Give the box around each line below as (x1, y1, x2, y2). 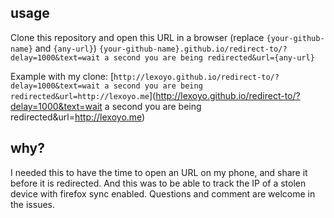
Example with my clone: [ (10, 70, 115, 82)
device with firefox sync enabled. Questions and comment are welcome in (10, 187, 316, 200)
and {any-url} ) (34, 42, 97, 54)
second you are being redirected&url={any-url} (113, 52, 315, 63)
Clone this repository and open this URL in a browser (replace (10, 31, 265, 43)
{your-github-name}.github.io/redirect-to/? (98, 44, 288, 54)
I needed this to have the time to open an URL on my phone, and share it (10, 166, 308, 178)
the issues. (10, 198, 55, 210)
